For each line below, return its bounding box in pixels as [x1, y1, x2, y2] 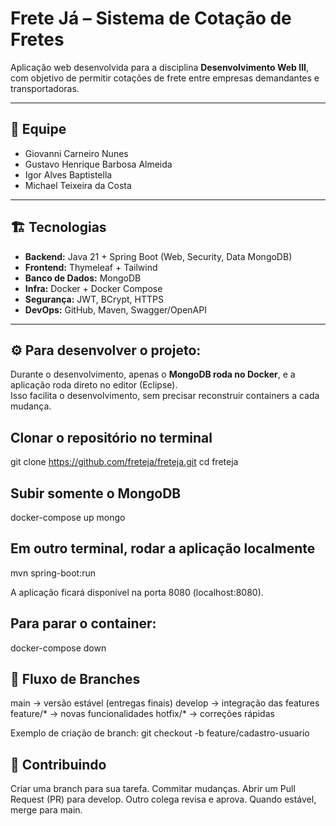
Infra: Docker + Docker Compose [24, 282, 163, 294]
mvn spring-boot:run [10, 567, 96, 579]
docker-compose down [10, 642, 107, 654]
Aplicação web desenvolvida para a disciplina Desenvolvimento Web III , [10, 61, 310, 73]
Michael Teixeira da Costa [24, 179, 132, 191]
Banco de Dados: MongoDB [24, 272, 142, 284]
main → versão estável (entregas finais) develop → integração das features [10, 697, 320, 709]
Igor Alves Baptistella [24, 168, 113, 181]
